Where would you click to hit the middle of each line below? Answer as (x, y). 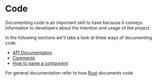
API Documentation (32, 52)
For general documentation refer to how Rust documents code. (70, 72)
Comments (24, 57)
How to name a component (40, 63)
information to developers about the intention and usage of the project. (78, 27)
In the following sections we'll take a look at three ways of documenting (78, 37)
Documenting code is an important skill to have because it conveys (74, 22)
